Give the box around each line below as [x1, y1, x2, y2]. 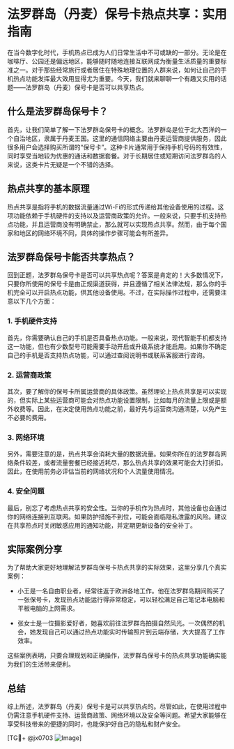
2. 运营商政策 [7, 370, 52, 380]
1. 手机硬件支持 [7, 316, 58, 326]
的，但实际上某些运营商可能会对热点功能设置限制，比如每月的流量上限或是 [7, 396, 221, 404]
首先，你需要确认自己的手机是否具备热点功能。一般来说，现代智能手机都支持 [7, 333, 227, 342]
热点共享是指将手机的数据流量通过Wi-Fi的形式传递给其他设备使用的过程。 [7, 202, 218, 211]
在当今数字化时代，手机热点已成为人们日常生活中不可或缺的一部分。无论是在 [7, 48, 227, 57]
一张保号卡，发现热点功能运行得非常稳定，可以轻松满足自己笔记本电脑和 [17, 595, 225, 604]
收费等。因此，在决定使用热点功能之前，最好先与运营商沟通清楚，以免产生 [13, 404, 227, 413]
